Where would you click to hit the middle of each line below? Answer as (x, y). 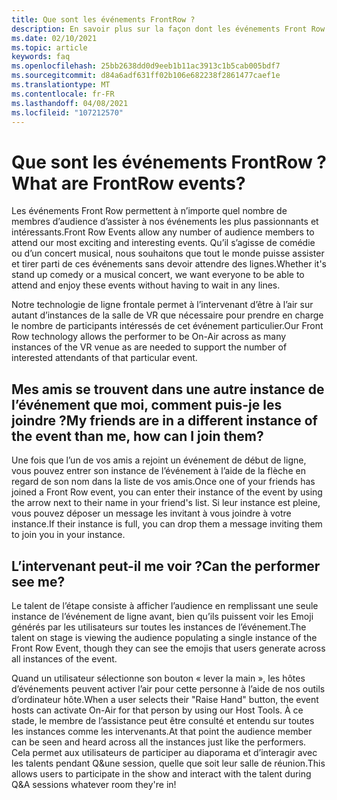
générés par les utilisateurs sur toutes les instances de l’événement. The (159, 627)
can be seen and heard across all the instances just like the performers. (159, 742)
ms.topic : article (49, 47)
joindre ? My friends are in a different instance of (164, 420)
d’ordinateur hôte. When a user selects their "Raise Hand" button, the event (165, 699)
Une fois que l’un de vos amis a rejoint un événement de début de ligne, (159, 460)
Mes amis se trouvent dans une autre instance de (168, 389)
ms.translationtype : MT (61, 85)
